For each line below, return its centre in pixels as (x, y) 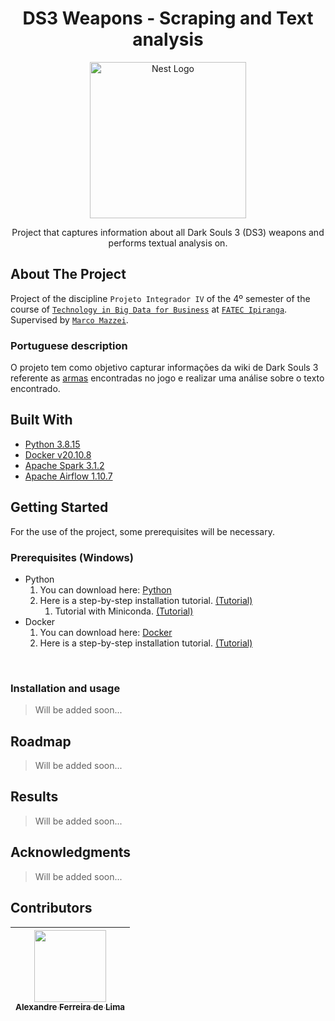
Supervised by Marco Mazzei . (69, 319)
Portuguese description (69, 345)
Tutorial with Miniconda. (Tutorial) (124, 611)
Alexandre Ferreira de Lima (70, 1006)
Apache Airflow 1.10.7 (68, 476)
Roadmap (41, 741)
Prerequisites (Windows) (72, 557)
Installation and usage (65, 688)
